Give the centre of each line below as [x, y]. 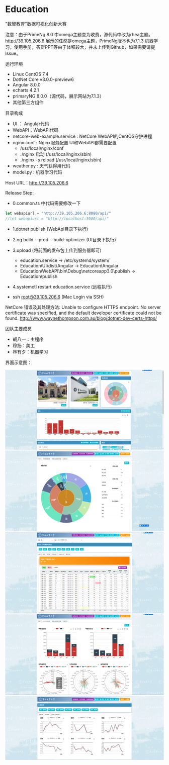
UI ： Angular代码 [31, 124]
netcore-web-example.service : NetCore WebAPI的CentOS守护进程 [82, 136]
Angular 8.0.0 [27, 84]
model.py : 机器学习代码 [37, 172]
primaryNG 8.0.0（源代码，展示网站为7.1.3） [58, 96]
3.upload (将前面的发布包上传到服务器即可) [57, 250]
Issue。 [13, 53]
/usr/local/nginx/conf [42, 148]
